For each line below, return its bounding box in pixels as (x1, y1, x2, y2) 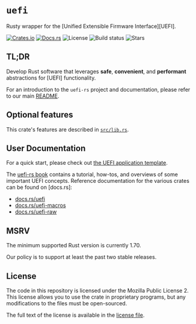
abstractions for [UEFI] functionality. (6, 74, 96, 81)
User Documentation (6, 143, 86, 153)
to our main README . (6, 92, 60, 100)
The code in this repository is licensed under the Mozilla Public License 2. (6, 287, 189, 294)
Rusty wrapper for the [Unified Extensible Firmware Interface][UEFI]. (6, 22, 176, 30)
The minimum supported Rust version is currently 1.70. (6, 242, 141, 249)
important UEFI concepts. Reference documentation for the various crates (6, 177, 189, 185)
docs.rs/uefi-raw (14, 208, 57, 215)
